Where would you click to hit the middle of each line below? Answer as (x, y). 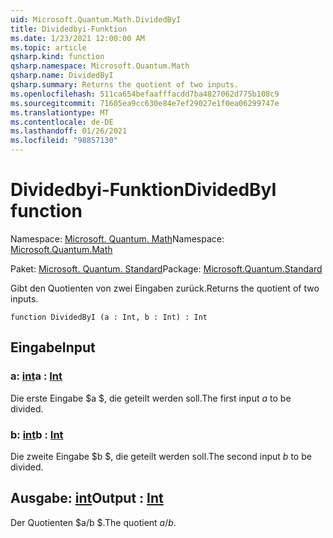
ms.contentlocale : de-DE (62, 122)
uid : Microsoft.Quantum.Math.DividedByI (96, 19)
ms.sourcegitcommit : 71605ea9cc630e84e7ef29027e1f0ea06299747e (145, 103)
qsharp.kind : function (57, 57)
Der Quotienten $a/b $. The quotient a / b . (93, 522)
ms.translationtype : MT (60, 112)
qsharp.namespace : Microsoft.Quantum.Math (100, 66)
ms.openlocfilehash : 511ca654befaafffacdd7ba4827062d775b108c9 (145, 94)
